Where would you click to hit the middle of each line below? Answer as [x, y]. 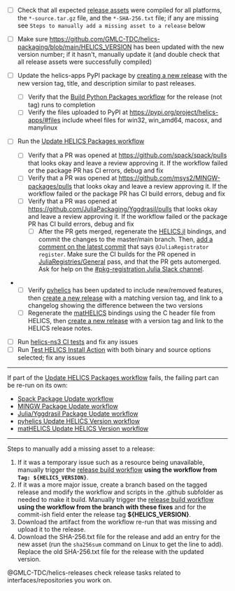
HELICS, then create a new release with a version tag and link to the [126, 320]
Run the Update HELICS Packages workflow [81, 141]
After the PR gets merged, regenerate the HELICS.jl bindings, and [132, 231]
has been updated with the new [179, 47]
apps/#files [44, 120]
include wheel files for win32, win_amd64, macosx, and [142, 120]
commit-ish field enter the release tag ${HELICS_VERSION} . [104, 514]
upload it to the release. [51, 529]
